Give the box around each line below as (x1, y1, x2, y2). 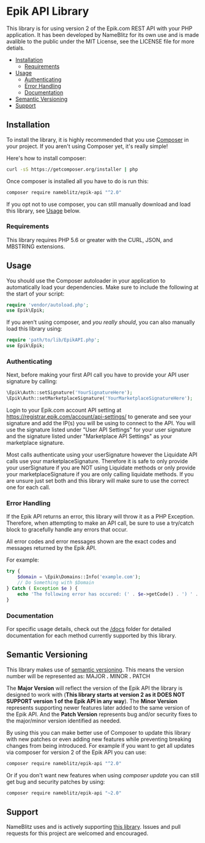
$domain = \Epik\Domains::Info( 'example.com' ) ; (17, 574, 141, 580)
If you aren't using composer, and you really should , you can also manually (6, 318, 195, 326)
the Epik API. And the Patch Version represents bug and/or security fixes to (6, 710, 198, 718)
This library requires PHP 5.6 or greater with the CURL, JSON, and (6, 236, 173, 243)
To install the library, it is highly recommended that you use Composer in (6, 136, 189, 143)
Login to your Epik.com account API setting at (6, 407, 122, 414)
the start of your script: (6, 290, 65, 297)
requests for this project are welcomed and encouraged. (6, 829, 149, 837)
